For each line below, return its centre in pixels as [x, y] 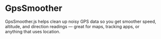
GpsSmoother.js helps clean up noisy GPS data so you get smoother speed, [81, 21]
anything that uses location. [33, 31]
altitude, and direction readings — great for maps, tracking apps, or [72, 26]
